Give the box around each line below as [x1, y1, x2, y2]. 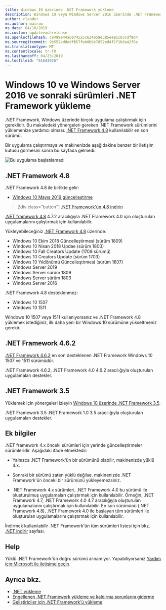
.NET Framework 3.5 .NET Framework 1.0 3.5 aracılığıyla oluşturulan [5, 410, 143, 416]
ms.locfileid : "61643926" [5, 58, 58, 63]
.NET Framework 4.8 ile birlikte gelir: [5, 184, 79, 190]
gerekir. [5, 325, 21, 330]
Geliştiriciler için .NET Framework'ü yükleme [12, 599, 103, 605]
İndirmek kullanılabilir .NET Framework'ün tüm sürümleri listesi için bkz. [5, 523, 150, 529]
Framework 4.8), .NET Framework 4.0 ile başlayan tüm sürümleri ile [12, 508, 150, 514]
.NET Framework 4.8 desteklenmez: [5, 290, 78, 296]
